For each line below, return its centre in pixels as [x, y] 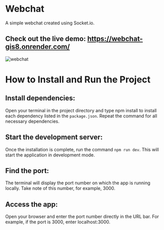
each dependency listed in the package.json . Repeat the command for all [81, 116]
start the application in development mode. [50, 155]
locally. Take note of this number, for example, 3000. [60, 188]
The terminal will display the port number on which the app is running [78, 183]
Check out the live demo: [46, 39]
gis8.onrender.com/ [38, 47]
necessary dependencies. [32, 121]
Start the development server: [54, 137]
